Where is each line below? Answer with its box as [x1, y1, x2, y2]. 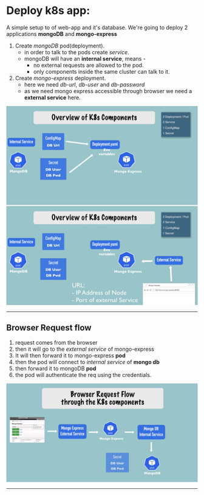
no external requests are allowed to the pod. [33, 61, 144, 69]
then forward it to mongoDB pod [15, 365, 97, 372]
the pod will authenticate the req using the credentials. [15, 371, 152, 378]
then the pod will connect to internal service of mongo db [15, 358, 160, 365]
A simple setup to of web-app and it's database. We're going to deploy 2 [6, 24, 188, 31]
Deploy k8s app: [6, 4, 90, 18]
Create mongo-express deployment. [15, 74, 106, 82]
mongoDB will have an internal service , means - [24, 55, 146, 62]
